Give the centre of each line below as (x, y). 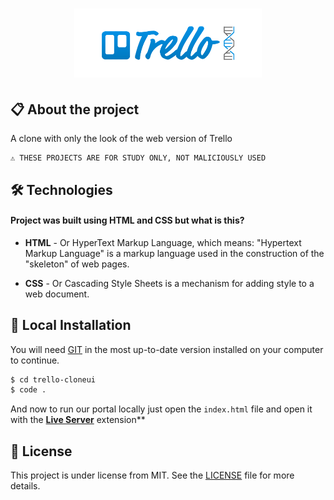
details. (25, 486)
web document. (57, 294)
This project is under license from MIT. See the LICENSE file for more (152, 475)
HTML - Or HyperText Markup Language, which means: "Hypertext (163, 242)
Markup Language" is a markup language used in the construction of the (174, 253)
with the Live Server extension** (78, 420)
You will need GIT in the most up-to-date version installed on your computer (167, 349)
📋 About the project (75, 109)
